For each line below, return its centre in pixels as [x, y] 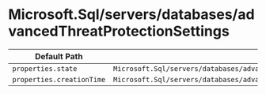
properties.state [45, 68]
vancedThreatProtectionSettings [119, 31]
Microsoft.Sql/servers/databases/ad [131, 15]
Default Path [59, 56]
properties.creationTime [59, 79]
